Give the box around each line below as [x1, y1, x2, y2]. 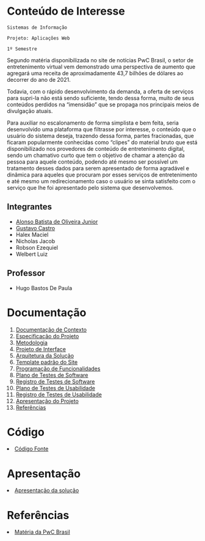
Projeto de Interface [15, 345, 67, 352]
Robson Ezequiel [15, 244, 59, 251]
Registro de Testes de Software [15, 377, 95, 385]
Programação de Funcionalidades [15, 365, 101, 372]
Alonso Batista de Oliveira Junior [15, 218, 98, 225]
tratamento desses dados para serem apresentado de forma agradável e [7, 164, 190, 172]
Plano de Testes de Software [15, 371, 88, 379]
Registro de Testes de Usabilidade [15, 391, 103, 398]
